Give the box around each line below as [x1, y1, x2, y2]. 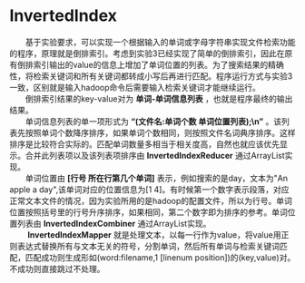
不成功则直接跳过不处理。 [9, 263, 105, 274]
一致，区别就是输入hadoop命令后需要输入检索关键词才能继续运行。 [9, 82, 261, 93]
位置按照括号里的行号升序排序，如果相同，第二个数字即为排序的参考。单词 [9, 206, 288, 218]
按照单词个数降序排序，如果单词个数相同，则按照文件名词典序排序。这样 [25, 127, 296, 138]
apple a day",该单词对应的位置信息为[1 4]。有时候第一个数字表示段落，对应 [9, 183, 290, 195]
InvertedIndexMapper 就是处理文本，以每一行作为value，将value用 [26, 229, 281, 240]
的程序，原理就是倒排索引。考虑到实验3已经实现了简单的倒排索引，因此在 [9, 47, 285, 59]
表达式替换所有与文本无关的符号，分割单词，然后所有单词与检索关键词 [16, 240, 280, 251]
